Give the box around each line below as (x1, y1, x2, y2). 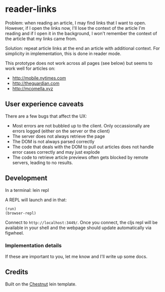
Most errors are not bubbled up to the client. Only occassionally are (12, 122, 150, 128)
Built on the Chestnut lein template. (5, 281, 77, 287)
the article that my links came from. (5, 36, 78, 42)
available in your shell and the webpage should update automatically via (5, 225, 152, 231)
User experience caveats (5, 100, 84, 109)
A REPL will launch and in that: (5, 197, 67, 203)
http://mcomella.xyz (12, 85, 53, 91)
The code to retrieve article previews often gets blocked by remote (12, 154, 148, 160)
